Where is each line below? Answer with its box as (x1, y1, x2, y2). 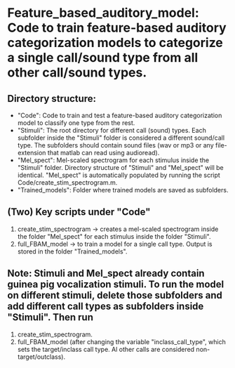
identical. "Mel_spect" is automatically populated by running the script (17, 171, 221, 179)
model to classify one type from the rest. (17, 119, 135, 127)
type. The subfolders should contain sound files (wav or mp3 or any (17, 141, 214, 149)
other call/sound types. (7, 65, 147, 81)
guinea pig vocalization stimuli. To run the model (7, 279, 224, 291)
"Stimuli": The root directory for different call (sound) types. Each (17, 126, 207, 134)
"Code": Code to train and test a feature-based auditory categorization (17, 111, 222, 119)
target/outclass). (17, 353, 66, 361)
